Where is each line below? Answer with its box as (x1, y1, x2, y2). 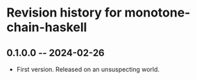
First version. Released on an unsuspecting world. (16, 66, 160, 73)
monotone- (124, 5, 191, 21)
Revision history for (6, 5, 122, 21)
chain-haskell (6, 19, 87, 35)
